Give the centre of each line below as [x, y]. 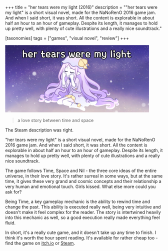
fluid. [10, 223]
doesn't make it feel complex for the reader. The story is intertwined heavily [83, 212]
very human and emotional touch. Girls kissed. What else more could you [80, 186]
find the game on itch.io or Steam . [40, 243]
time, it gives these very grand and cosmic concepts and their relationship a [83, 181]
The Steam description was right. [39, 130]
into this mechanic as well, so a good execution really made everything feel [82, 217]
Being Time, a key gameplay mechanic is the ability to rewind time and [77, 201]
